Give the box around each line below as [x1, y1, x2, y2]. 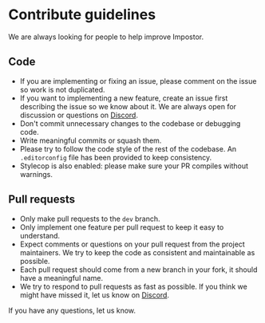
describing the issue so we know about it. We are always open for [19, 101, 237, 111]
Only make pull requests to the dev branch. [19, 214, 161, 223]
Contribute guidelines [8, 6, 156, 24]
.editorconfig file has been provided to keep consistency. [19, 152, 212, 162]
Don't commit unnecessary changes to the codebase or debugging [19, 118, 241, 128]
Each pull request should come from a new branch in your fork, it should [19, 265, 258, 274]
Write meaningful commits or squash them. [19, 136, 162, 145]
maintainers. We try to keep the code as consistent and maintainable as [19, 247, 255, 257]
